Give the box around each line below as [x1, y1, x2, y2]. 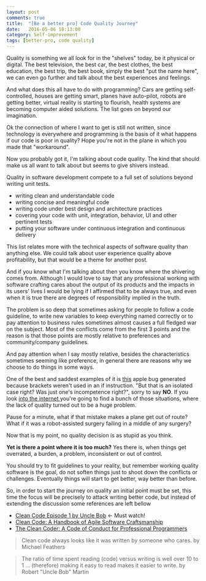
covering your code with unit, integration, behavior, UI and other [15, 212, 177, 218]
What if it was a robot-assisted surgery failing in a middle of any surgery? [6, 420, 192, 427]
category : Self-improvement [6, 32, 78, 38]
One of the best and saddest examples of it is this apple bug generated [6, 375, 186, 382]
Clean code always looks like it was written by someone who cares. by [21, 537, 200, 544]
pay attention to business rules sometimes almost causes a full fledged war [6, 319, 197, 326]
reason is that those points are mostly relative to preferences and [6, 332, 171, 339]
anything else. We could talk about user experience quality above [6, 250, 172, 256]
